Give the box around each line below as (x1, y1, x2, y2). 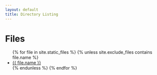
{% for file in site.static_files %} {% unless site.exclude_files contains (12, 49, 153, 55)
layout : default (5, 7, 38, 12)
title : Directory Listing (5, 12, 58, 17)
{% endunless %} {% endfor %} (12, 65, 77, 71)
